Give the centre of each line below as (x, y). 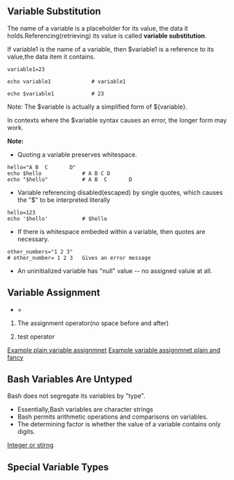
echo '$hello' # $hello (57, 219)
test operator (36, 336)
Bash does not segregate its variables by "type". (76, 396)
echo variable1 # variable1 (67, 82)
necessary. (33, 239)
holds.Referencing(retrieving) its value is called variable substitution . (107, 36)
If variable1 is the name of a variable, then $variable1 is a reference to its (111, 49)
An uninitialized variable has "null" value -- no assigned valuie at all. (115, 270)
